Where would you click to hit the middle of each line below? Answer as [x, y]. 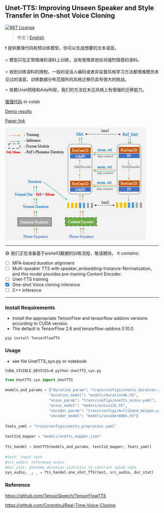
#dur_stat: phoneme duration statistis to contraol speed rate [71, 467]
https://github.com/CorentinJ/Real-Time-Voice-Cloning [60, 505]
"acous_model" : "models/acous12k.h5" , [88, 406]
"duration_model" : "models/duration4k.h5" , [93, 395]
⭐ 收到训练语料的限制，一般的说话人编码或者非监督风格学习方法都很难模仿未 [82, 72]
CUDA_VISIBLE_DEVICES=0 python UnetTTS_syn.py [53, 370]
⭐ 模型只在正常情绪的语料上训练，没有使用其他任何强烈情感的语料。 [73, 60]
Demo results [19, 111]
